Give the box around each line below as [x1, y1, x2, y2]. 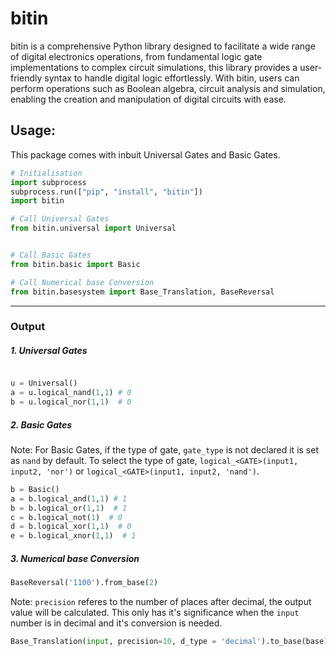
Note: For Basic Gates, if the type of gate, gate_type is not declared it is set [10, 443, 319, 456]
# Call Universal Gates [10, 214, 110, 224]
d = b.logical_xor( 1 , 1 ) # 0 [10, 522, 132, 532]
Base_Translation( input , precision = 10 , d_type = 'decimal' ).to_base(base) [10, 637, 329, 647]
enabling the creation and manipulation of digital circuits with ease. [10, 93, 287, 105]
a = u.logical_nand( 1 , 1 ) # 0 [10, 388, 132, 398]
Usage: [10, 122, 57, 139]
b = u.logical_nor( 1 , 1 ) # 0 [10, 397, 132, 407]
